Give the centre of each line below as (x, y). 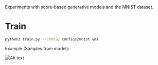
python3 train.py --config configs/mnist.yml (52, 39)
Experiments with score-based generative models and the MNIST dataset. (79, 7)
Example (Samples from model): (37, 48)
